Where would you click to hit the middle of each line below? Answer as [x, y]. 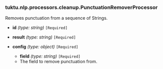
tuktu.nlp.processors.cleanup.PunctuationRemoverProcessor [81, 7]
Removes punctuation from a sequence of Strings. [56, 18]
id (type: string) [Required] [40, 28]
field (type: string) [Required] [50, 56]
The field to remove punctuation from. [58, 62]
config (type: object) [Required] [45, 47]
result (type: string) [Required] [44, 37]
